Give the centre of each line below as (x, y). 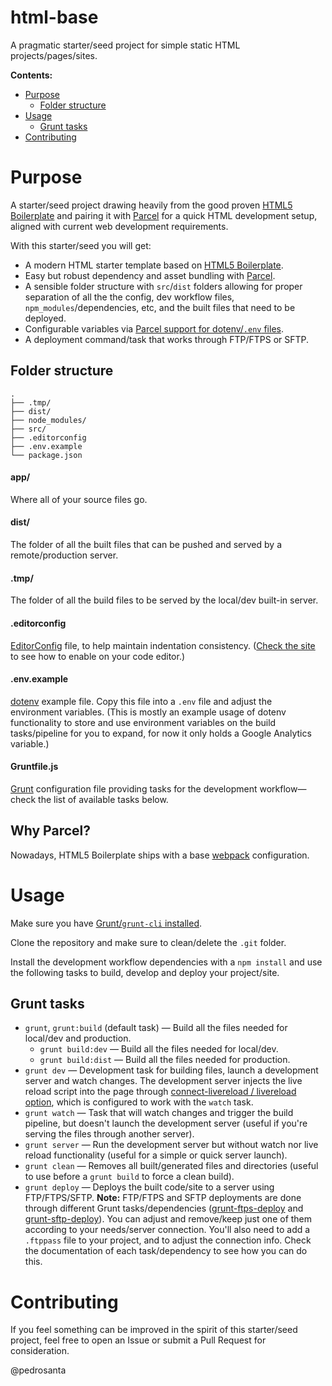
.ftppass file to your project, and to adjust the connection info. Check (168, 1240)
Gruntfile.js (34, 767)
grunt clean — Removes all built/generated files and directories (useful (171, 1166)
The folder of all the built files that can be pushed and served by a (146, 545)
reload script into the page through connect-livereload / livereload (160, 1092)
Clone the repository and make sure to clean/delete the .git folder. (148, 942)
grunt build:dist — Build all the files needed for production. (165, 1060)
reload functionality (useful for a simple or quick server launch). (156, 1155)
